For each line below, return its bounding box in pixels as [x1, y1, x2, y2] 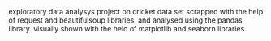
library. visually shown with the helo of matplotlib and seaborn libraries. [8, 24, 247, 33]
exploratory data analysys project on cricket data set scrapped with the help [8, 7, 264, 16]
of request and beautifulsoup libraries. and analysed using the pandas [8, 15, 243, 25]
